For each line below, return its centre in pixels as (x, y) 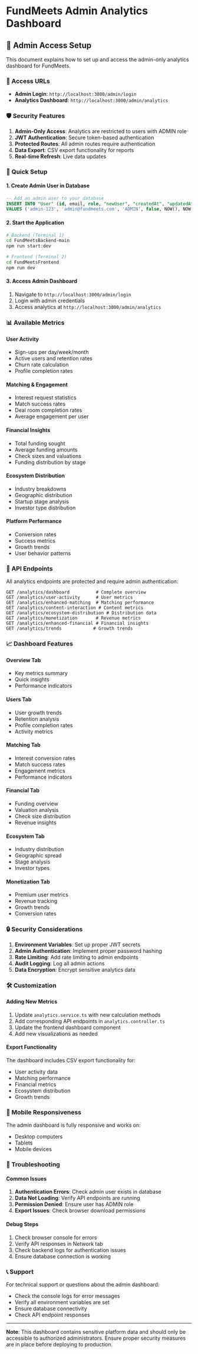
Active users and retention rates (53, 359)
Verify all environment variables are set (62, 1302)
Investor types (32, 868)
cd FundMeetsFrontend (33, 262)
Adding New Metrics (32, 1002)
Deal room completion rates (48, 410)
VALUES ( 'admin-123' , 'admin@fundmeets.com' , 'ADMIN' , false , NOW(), (93, 209)
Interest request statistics (45, 398)
